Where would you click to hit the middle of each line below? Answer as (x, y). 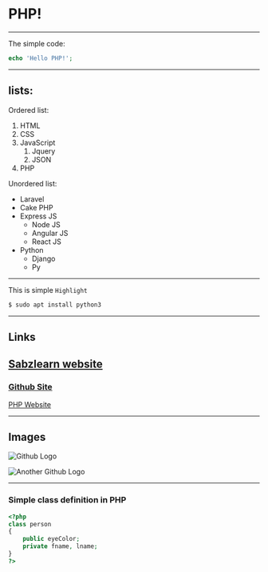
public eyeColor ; (51, 539)
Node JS (46, 224)
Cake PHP (36, 207)
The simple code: (37, 43)
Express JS (38, 216)
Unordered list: (33, 183)
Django (43, 258)
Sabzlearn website (55, 364)
